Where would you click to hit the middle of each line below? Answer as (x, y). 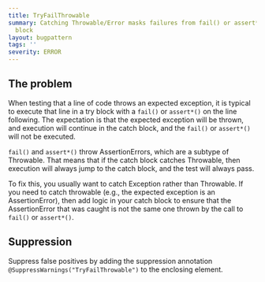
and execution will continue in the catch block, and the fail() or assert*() (129, 128)
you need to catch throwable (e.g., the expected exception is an (112, 192)
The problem (40, 84)
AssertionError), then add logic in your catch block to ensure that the (120, 200)
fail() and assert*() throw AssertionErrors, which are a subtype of (119, 151)
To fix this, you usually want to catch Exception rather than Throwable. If (126, 184)
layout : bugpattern (40, 37)
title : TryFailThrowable (49, 15)
